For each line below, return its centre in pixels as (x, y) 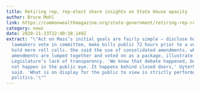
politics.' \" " (29, 78)
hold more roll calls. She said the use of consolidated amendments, (99, 50)
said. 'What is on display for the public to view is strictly (91, 72)
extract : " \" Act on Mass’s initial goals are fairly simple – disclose (97, 39)
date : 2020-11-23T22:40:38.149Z (46, 34)
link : (13, 22)
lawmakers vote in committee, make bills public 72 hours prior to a (99, 45)
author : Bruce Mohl (30, 17)
